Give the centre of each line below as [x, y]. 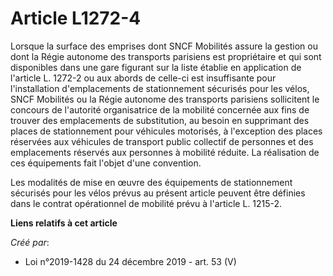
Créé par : [30, 242]
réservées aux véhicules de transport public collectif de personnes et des [162, 141]
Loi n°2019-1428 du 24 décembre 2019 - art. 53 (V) [130, 261]
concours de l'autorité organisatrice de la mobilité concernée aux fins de [160, 109]
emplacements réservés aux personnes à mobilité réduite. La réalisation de [165, 152]
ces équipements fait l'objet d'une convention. [106, 163]
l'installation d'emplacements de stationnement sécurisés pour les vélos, [160, 88]
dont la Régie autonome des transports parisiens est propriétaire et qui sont [166, 56]
